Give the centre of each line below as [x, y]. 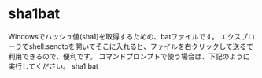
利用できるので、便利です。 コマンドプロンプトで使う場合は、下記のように [129, 56]
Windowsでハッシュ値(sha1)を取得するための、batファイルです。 [113, 36]
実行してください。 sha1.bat [53, 66]
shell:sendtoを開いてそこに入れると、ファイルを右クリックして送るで [141, 46]
